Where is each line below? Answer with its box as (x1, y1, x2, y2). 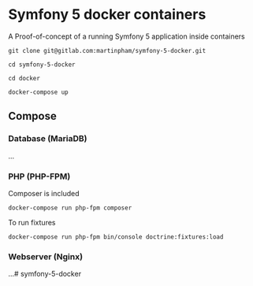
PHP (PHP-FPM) (8, 171, 71, 182)
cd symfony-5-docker (8, 61, 76, 69)
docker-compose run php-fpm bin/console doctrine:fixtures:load (8, 232, 224, 241)
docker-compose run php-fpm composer (8, 203, 132, 212)
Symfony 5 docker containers (8, 6, 206, 24)
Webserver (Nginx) (8, 251, 84, 262)
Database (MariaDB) (8, 133, 88, 144)
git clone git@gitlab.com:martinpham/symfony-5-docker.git (8, 46, 206, 54)
